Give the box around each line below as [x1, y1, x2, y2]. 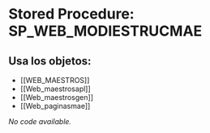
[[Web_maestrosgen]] [19, 93, 93, 102]
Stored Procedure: [8, 5, 135, 23]
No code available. [8, 117, 71, 126]
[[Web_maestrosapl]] [19, 84, 91, 94]
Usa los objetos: [8, 54, 92, 68]
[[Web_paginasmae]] [19, 102, 91, 110]
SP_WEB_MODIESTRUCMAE [8, 22, 203, 40]
